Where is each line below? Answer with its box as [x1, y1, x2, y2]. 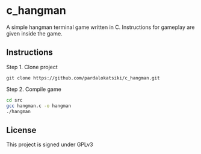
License [6, 125, 37, 135]
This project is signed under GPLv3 [6, 141, 93, 148]
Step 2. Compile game [6, 85, 61, 93]
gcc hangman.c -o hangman [6, 103, 71, 109]
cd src [6, 97, 23, 103]
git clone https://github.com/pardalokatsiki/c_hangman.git [6, 75, 161, 81]
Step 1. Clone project [6, 63, 58, 70]
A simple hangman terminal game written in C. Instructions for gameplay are [6, 23, 195, 31]
